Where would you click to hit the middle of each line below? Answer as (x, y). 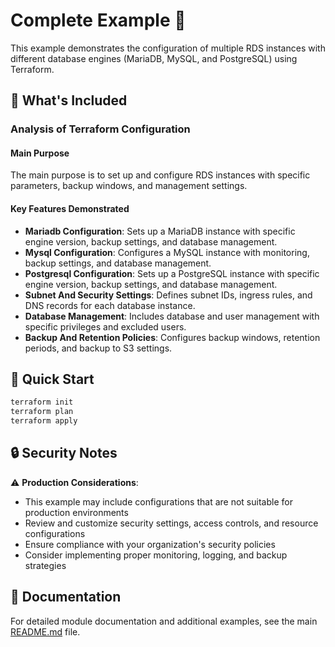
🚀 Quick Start (52, 379)
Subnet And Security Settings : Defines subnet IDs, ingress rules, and (168, 295)
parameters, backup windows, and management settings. (129, 186)
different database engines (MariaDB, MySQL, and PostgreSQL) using (154, 58)
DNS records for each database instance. (110, 305)
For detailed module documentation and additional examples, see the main (164, 621)
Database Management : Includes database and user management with (172, 316)
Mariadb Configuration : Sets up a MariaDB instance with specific (160, 231)
